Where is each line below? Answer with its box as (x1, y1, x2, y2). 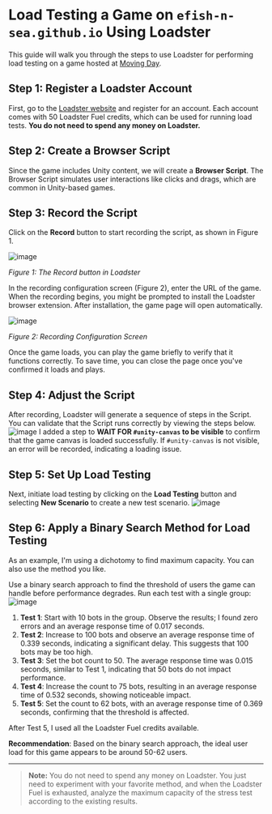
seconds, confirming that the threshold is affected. (19, 707, 189, 717)
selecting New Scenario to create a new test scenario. (8, 498, 190, 507)
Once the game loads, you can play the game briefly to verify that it (8, 347, 233, 357)
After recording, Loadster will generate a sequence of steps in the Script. (8, 410, 252, 420)
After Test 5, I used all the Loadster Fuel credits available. (8, 722, 200, 732)
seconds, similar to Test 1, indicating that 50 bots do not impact (19, 664, 232, 674)
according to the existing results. (28, 796, 138, 806)
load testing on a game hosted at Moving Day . (8, 58, 162, 68)
